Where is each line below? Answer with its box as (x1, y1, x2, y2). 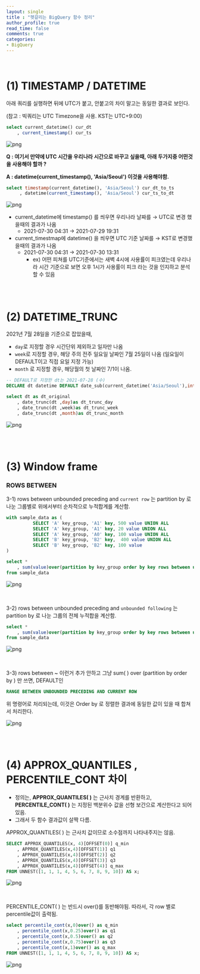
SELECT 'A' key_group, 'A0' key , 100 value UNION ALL (32, 531, 169, 537)
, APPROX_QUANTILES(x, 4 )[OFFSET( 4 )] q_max (17, 863, 124, 869)
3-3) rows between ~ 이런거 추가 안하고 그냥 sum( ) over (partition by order (6, 669, 187, 677)
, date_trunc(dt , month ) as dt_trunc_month (17, 410, 124, 416)
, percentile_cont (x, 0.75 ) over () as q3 (17, 939, 116, 945)
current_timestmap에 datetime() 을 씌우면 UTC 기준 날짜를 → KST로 (14, 235, 177, 242)
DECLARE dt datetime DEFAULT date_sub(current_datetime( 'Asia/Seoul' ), (6, 383, 187, 389)
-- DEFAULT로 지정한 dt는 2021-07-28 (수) (6, 377, 106, 383)
